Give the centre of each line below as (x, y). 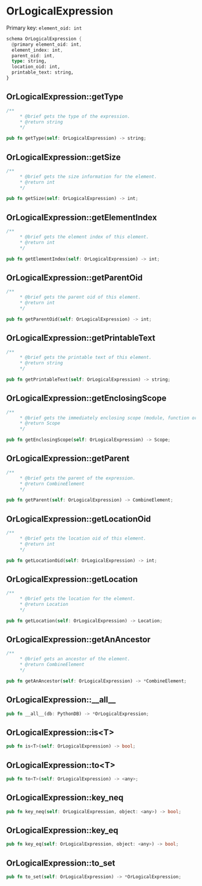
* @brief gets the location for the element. (78, 599)
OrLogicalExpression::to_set (61, 863)
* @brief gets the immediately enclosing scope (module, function (104, 418)
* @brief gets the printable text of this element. (86, 357)
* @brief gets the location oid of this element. (83, 538)
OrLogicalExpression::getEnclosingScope (86, 398)
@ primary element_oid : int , (47, 44)
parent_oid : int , (33, 55)
